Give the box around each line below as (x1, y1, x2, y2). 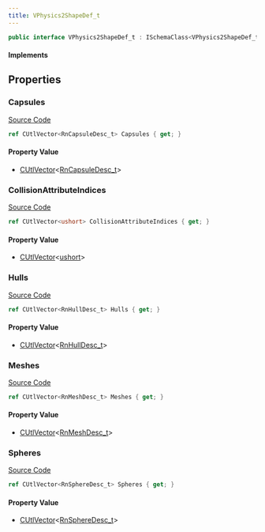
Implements (8, 51, 49, 60)
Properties (8, 73, 62, 87)
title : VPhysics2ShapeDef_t (8, 11, 101, 20)
